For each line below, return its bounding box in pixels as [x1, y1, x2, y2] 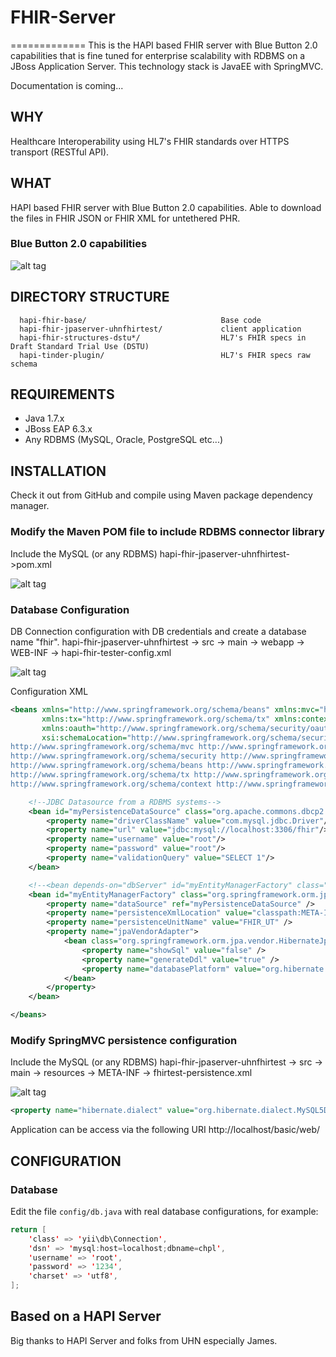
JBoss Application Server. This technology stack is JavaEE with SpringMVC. [10, 60, 324, 72]
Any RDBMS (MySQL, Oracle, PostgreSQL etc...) [24, 434, 224, 446]
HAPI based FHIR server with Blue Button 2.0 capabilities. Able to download [10, 201, 322, 213]
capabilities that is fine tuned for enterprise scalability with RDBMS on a [10, 49, 306, 61]
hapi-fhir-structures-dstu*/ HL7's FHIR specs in [19, 332, 307, 343]
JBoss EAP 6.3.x [24, 423, 93, 435]
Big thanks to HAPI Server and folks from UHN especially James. [10, 1334, 278, 1346]
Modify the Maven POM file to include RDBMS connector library [10, 525, 325, 539]
